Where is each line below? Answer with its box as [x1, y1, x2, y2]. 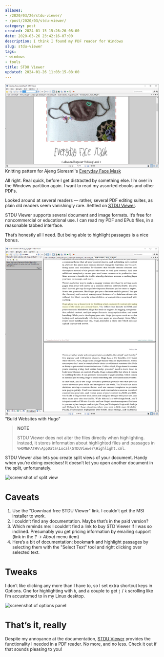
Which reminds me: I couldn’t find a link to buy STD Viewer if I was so [12, 524, 152, 529]
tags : [5, 49, 16, 54]
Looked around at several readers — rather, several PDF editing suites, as [5, 197, 153, 203]
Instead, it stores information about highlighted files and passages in [17, 440, 155, 446]
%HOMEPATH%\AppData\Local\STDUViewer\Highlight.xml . [17, 445, 126, 451]
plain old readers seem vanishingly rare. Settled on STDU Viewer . [5, 202, 137, 208]
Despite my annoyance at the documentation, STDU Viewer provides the [5, 635, 151, 641]
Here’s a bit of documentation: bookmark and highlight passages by [12, 539, 149, 545]
